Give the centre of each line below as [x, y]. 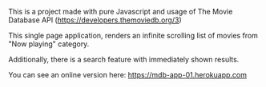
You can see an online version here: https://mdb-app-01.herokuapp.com [127, 75]
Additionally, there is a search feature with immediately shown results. [124, 59]
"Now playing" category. [49, 44]
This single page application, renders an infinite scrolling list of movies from [133, 36]
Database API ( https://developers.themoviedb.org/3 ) [95, 20]
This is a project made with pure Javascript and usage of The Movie [121, 12]
